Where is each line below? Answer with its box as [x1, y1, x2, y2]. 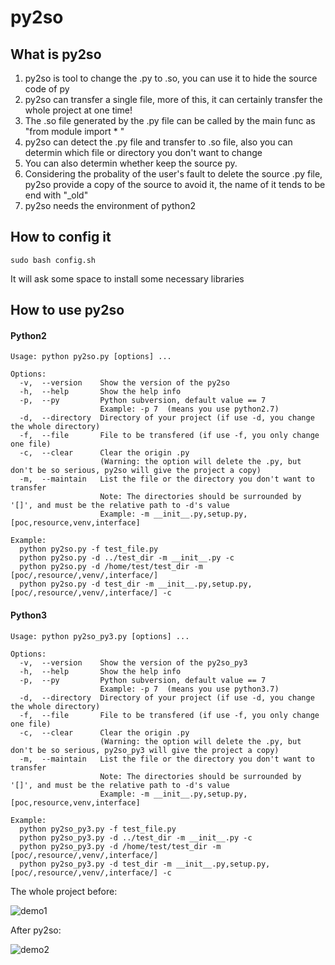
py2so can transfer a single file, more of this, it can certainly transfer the [24, 94, 323, 105]
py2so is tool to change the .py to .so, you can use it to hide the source [24, 72, 318, 84]
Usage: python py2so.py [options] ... [10, 352, 172, 362]
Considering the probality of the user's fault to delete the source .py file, [24, 168, 323, 180]
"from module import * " [24, 126, 125, 137]
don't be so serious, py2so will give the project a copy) [10, 466, 262, 476]
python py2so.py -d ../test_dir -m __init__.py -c [19, 553, 235, 563]
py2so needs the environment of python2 [24, 200, 197, 211]
